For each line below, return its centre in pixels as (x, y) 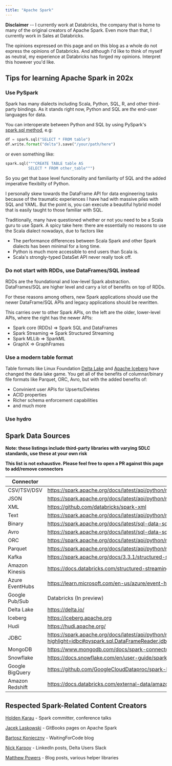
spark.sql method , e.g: (29, 130)
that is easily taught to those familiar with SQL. (54, 210)
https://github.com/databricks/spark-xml (97, 507)
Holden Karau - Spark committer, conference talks (58, 718)
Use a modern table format (39, 357)
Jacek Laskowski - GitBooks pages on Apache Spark (61, 727)
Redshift (18, 687)
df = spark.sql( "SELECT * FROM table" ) (48, 140)
